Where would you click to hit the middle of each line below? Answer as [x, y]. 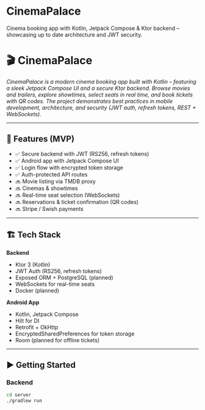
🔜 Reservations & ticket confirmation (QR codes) [77, 202]
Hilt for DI [27, 320]
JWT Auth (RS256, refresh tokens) [58, 271]
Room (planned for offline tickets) [57, 340]
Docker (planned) [37, 290]
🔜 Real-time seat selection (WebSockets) [67, 195]
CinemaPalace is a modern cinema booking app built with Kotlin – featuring [101, 81]
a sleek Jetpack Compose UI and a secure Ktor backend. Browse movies [98, 88]
